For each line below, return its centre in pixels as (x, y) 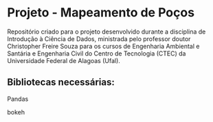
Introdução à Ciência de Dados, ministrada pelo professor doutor (99, 38)
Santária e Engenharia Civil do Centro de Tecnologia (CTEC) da (97, 53)
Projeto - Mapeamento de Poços (101, 13)
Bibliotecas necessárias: (61, 83)
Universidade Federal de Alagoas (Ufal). (64, 60)
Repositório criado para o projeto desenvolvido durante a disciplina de (106, 32)
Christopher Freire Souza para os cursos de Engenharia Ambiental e (103, 46)
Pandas (18, 99)
